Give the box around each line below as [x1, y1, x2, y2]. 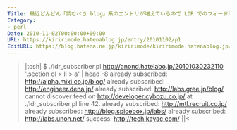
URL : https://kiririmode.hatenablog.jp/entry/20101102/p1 [7, 37, 181, 44]
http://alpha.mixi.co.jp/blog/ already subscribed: [24, 77, 165, 85]
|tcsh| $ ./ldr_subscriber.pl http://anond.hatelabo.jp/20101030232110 [24, 63, 224, 70]
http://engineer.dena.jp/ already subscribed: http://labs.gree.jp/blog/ [24, 85, 224, 93]
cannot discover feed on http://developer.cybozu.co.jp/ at [24, 92, 193, 100]
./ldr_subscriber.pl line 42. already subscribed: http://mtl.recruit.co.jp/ [24, 100, 227, 108]
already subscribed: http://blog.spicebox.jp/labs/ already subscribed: [24, 107, 226, 115]
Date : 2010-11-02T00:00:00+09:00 [7, 30, 106, 37]
